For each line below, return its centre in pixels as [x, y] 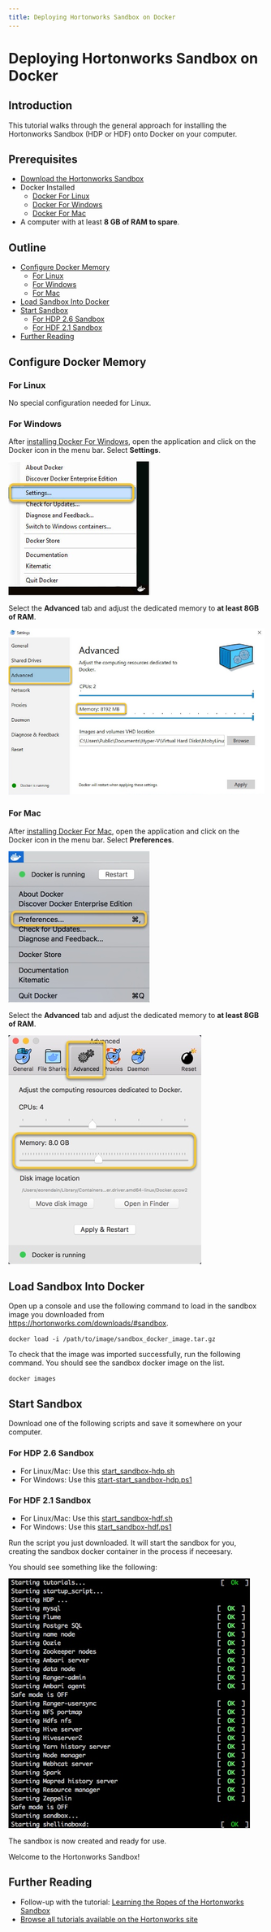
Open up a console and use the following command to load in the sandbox [133, 1306]
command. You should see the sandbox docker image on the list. [117, 1363]
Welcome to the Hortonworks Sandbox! [74, 1856]
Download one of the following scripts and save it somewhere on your [125, 1424]
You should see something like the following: [83, 1567]
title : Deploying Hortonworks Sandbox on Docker [92, 17]
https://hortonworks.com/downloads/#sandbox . [88, 1323]
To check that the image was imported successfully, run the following [125, 1355]
